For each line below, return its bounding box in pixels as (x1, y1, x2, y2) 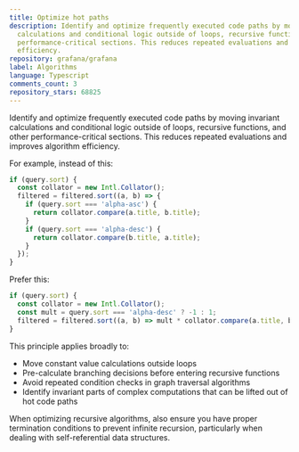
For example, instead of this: (9, 158, 114, 168)
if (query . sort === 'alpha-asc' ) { (25, 200, 158, 210)
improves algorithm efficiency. (9, 140, 120, 152)
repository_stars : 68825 (9, 87, 101, 96)
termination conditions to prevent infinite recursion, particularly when (9, 423, 263, 433)
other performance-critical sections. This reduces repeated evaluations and (9, 131, 287, 142)
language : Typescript (9, 71, 90, 80)
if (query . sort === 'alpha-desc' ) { (25, 225, 162, 234)
